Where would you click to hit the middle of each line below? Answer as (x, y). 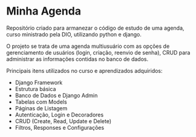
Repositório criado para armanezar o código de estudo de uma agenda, (95, 28)
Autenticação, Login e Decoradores (59, 115)
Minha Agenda (44, 11)
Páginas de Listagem (41, 108)
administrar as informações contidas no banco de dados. (77, 59)
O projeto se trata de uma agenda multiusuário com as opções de (88, 46)
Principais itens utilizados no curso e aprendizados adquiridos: (84, 70)
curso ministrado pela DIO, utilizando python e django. (74, 34)
